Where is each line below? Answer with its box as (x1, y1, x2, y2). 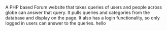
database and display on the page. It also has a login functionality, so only (5, 15, 160, 20)
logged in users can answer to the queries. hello (5, 20, 106, 26)
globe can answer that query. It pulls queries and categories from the (5, 9, 150, 15)
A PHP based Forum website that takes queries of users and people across (5, 4, 162, 10)
